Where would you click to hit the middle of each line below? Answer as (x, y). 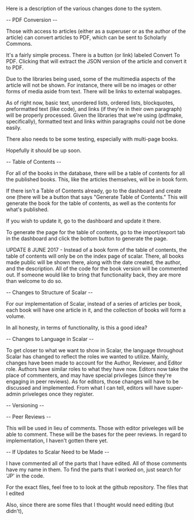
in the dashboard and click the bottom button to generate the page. (87, 238)
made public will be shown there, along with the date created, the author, (94, 262)
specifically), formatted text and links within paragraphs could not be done (96, 121)
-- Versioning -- (25, 405)
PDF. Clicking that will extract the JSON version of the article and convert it (96, 61)
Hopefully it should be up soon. (44, 150)
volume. (16, 316)
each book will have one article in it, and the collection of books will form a (96, 310)
